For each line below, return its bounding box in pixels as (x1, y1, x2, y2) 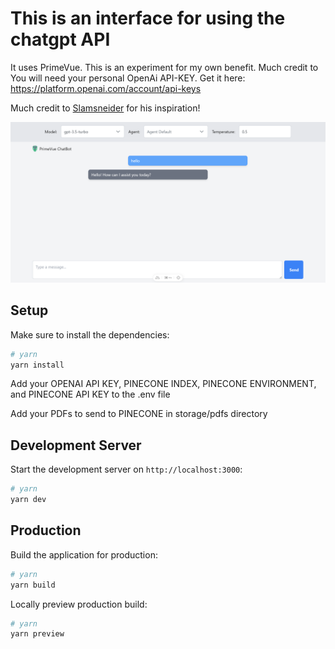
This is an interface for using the (10, 7, 286, 30)
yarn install (10, 360, 65, 370)
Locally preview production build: (10, 598, 148, 610)
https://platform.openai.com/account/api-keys (10, 82, 202, 94)
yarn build (10, 580, 56, 590)
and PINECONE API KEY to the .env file (10, 388, 171, 401)
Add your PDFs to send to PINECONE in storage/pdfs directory (10, 408, 268, 420)
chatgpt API (10, 28, 111, 51)
